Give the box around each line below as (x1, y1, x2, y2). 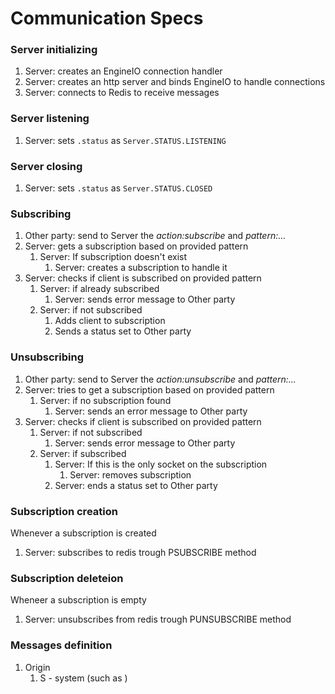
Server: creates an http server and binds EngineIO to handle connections (24, 76, 326, 88)
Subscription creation (10, 504, 118, 518)
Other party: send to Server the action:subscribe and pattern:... (24, 230, 287, 242)
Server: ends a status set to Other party (54, 479, 218, 491)
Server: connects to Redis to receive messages (24, 87, 220, 99)
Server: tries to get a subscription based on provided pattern (24, 383, 275, 396)
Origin (24, 661, 51, 673)
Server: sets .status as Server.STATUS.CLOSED (24, 182, 213, 194)
